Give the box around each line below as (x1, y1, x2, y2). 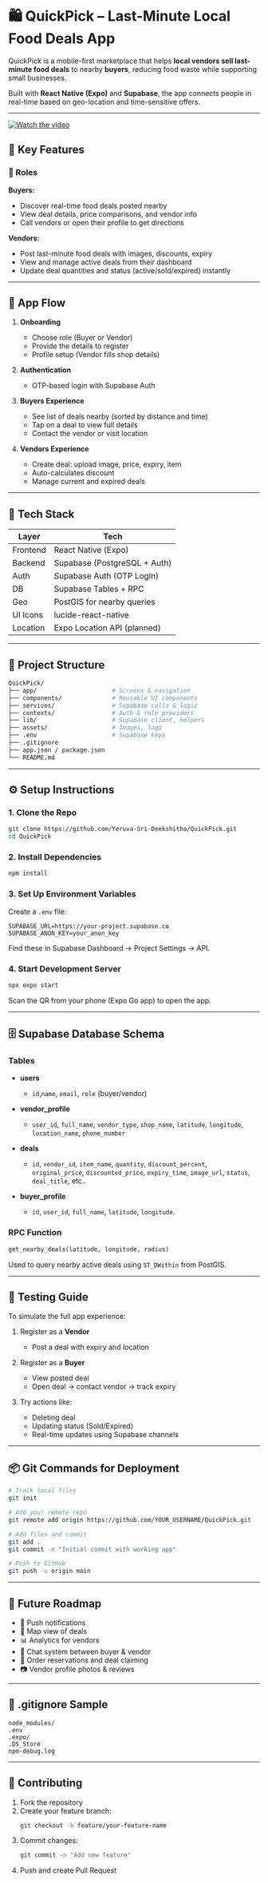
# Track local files (8, 1487, 77, 1495)
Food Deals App (8, 30, 116, 48)
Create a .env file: (8, 907, 67, 916)
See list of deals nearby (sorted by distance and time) (31, 411, 209, 421)
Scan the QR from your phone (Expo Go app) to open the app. (8, 995, 211, 1005)
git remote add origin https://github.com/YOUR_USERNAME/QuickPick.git (8, 1516, 251, 1523)
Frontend (12, 545, 46, 556)
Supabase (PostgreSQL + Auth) (53, 558, 172, 569)
